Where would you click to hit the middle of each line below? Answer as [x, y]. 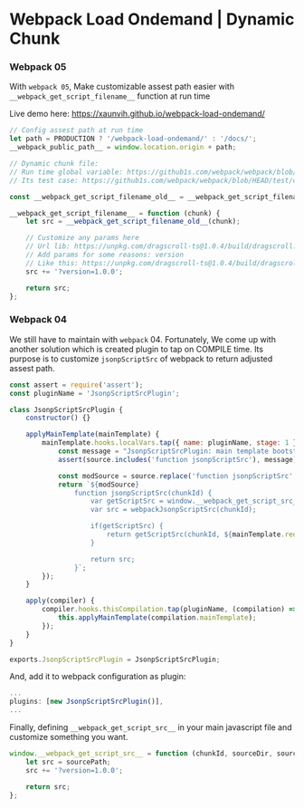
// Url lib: [48, 246]
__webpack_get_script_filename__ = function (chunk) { [115, 213]
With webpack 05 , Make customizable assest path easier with [122, 87]
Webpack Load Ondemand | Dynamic [152, 19]
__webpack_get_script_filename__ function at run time [110, 96]
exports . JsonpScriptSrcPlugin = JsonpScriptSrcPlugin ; [115, 659]
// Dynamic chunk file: [54, 164]
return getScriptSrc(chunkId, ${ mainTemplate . [195, 534]
